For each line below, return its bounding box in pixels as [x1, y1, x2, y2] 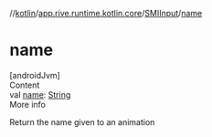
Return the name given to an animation [9, 116, 155, 127]
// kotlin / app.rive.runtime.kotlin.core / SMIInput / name [9, 8, 203, 18]
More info [9, 99, 47, 110]
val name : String [9, 89, 71, 100]
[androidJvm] [9, 69, 61, 80]
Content [9, 79, 40, 90]
